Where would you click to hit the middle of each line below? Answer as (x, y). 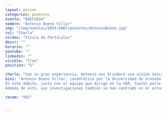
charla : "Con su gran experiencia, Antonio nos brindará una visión (78, 74)
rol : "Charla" (20, 33)
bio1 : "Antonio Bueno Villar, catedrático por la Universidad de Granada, (84, 79)
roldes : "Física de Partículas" (39, 38)
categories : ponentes (28, 14)
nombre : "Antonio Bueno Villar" (39, 24)
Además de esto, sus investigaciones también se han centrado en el (78, 88)
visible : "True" (22, 61)
